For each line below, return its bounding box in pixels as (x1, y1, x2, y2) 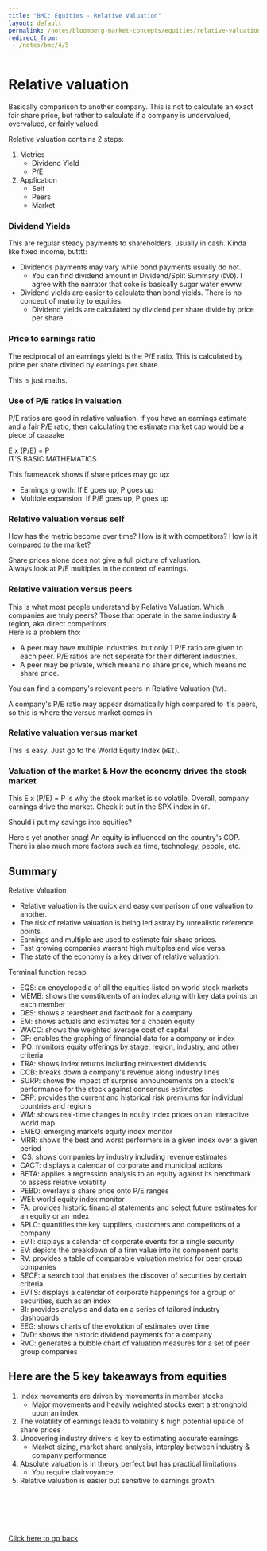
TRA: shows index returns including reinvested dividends (19, 1058, 207, 1068)
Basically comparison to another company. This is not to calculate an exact (8, 102, 253, 112)
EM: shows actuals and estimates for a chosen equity (19, 1016, 195, 1026)
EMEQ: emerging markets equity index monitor (19, 1126, 173, 1136)
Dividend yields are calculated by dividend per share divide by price (31, 304, 254, 315)
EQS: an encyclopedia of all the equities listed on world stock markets (19, 982, 249, 992)
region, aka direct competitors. (8, 618, 109, 628)
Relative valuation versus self (8, 513, 125, 524)
